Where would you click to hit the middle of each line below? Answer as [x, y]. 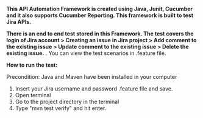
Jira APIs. [19, 22]
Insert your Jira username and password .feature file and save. [94, 89]
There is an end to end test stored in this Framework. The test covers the [100, 34]
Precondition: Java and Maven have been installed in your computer [92, 77]
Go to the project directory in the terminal [67, 101]
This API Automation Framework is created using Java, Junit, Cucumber [100, 9]
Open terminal [33, 95]
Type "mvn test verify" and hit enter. [61, 108]
